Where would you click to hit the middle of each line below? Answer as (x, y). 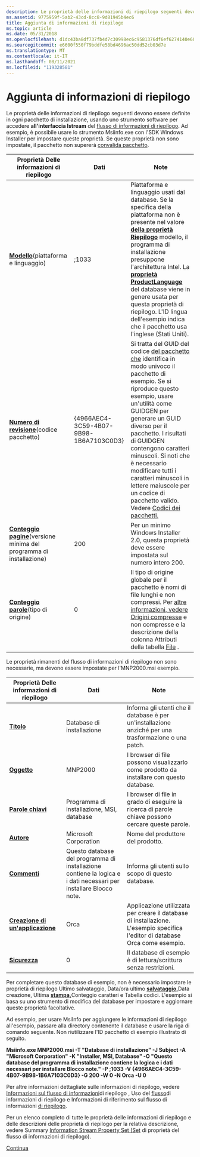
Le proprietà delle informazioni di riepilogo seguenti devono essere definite (98, 113)
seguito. (16, 1038)
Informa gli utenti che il (159, 708)
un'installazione (149, 723)
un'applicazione (32, 928)
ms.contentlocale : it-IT (37, 56)
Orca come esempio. (156, 943)
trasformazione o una (157, 738)
